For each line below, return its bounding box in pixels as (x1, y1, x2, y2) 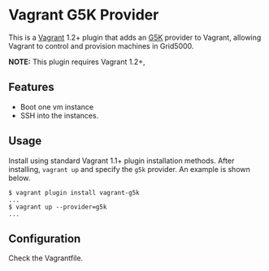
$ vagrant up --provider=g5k (8, 203, 107, 211)
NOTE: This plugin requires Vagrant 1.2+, (8, 57, 145, 67)
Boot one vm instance (20, 101, 94, 111)
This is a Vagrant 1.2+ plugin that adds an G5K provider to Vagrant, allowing (8, 32, 262, 42)
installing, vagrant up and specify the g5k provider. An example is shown (8, 164, 250, 174)
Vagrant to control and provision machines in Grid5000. (8, 41, 194, 50)
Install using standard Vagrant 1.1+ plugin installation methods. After (8, 156, 235, 166)
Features (8, 80, 54, 94)
